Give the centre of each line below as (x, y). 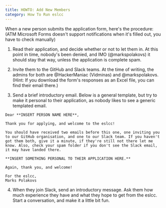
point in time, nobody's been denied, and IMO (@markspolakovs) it (81, 54)
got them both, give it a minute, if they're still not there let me (79, 141)
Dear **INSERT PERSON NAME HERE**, (42, 115)
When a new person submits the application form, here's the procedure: (79, 28)
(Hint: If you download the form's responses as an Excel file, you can (83, 80)
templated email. (29, 105)
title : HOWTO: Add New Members (38, 10)
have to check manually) (30, 39)
